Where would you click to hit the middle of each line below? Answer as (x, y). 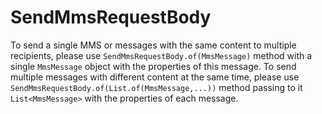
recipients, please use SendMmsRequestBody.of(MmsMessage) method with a (161, 55)
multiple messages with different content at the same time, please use (155, 77)
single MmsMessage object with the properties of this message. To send (153, 66)
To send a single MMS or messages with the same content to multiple (153, 45)
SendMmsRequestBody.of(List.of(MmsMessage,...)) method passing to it (156, 87)
